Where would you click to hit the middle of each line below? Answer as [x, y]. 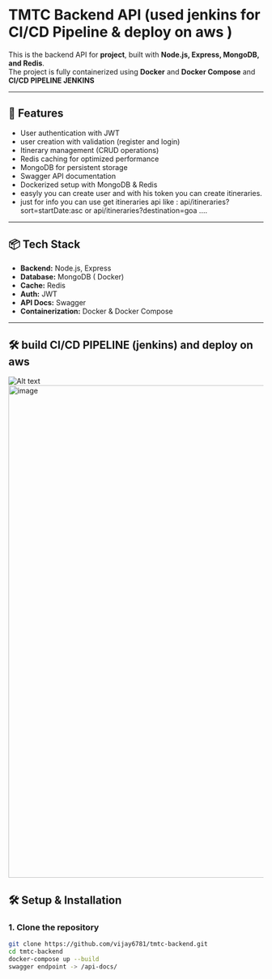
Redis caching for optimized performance [89, 159]
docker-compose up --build [54, 959]
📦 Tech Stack [45, 245]
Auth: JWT [39, 294]
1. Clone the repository [54, 927]
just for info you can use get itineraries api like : [99, 202]
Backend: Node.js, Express [66, 268]
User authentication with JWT [70, 133]
